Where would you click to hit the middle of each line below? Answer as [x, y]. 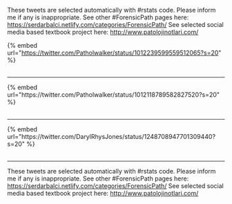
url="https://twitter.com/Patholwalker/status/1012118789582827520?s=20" [113, 95]
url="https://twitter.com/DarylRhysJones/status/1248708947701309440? [112, 137]
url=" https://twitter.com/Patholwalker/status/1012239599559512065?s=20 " [114, 53]
